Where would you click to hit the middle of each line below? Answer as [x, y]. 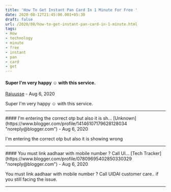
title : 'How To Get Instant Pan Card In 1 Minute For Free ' [72, 10]
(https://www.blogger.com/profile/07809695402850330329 [69, 159]
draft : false [19, 19]
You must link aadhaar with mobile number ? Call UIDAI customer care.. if [82, 174]
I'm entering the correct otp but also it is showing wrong [64, 139]
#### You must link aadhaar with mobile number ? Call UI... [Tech [74, 153]
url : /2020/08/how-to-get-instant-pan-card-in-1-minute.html [72, 24]
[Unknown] [124, 118]
